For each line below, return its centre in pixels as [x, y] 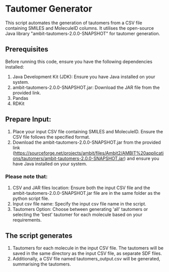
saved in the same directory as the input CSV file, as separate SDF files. [87, 253]
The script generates [39, 236]
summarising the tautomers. [42, 264]
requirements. [27, 220]
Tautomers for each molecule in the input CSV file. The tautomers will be [88, 248]
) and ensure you [142, 158]
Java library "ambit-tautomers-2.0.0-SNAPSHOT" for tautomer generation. [83, 33]
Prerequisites [27, 49]
